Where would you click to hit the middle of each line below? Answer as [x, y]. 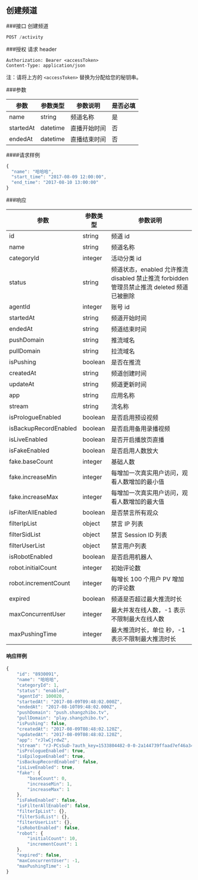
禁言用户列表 [129, 546]
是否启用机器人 [132, 557]
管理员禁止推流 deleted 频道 [150, 287]
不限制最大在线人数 [138, 619]
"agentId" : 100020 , [41, 696]
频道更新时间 [129, 385]
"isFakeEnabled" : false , [47, 800]
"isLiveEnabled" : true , [46, 768]
